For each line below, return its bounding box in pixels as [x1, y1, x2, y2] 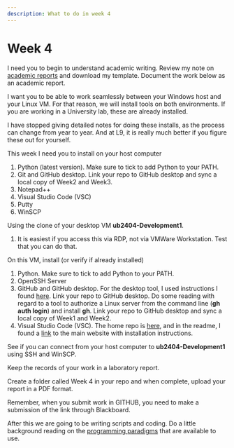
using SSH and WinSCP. [7, 350, 77, 358]
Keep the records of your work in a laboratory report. [7, 363, 160, 372]
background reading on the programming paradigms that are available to [7, 426, 217, 435]
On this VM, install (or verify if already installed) [7, 255, 145, 264]
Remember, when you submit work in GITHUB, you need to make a [7, 398, 199, 407]
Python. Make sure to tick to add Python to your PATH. [17, 269, 175, 278]
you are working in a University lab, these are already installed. [7, 107, 189, 116]
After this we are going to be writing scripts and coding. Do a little [7, 419, 196, 428]
